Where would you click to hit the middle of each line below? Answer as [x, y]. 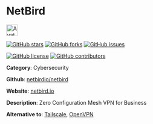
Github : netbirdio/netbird [37, 79]
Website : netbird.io [30, 91]
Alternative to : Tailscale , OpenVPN [50, 114]
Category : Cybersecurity [38, 67]
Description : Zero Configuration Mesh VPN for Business [76, 102]
